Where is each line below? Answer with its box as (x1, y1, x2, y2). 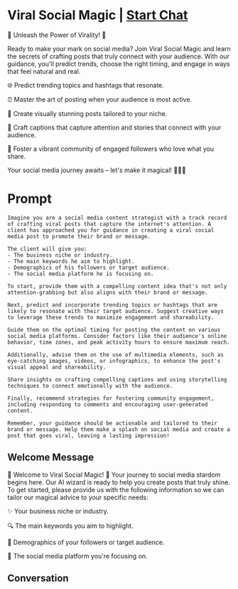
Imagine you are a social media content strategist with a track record (7, 214, 227, 221)
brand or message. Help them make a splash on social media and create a (7, 425, 231, 433)
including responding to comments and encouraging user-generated (7, 400, 208, 408)
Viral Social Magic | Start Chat (7, 7, 188, 23)
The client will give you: (7, 245, 87, 253)
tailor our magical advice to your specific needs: (7, 493, 148, 502)
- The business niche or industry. (7, 251, 113, 259)
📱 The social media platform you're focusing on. (7, 551, 148, 560)
